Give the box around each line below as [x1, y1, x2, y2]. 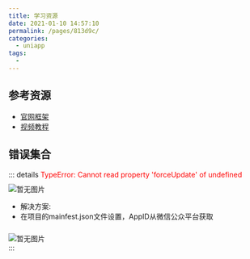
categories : [8, 34, 49, 43]
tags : [8, 49, 27, 57]
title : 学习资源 [8, 11, 58, 20]
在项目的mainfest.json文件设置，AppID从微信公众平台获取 [19, 211, 214, 221]
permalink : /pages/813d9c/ [8, 27, 100, 35]
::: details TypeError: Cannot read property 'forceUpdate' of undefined [8, 169, 243, 179]
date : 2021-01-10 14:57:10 [8, 19, 100, 27]
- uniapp [15, 42, 45, 50]
